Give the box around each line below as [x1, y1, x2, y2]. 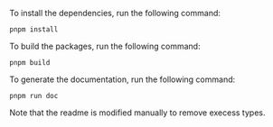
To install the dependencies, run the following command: [9, 8, 221, 18]
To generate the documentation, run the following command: [9, 74, 236, 85]
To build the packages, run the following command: [9, 41, 201, 51]
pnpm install [9, 25, 59, 34]
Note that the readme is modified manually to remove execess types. [9, 107, 266, 118]
